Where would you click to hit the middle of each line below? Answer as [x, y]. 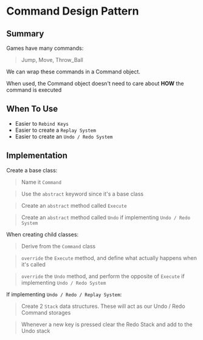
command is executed [34, 90]
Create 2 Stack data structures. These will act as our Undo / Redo [103, 306]
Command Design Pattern [73, 11]
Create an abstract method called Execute [74, 205]
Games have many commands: [45, 48]
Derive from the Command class [58, 246]
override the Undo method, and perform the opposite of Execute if [103, 276]
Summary [25, 34]
